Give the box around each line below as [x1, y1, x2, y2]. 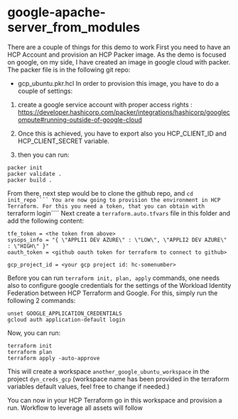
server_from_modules [7, 19, 141, 35]
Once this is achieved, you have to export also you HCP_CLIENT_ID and [17, 129, 227, 138]
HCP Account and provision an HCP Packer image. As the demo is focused [7, 50, 227, 59]
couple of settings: [17, 86, 73, 95]
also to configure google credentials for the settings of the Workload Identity [7, 281, 232, 289]
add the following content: [7, 216, 84, 225]
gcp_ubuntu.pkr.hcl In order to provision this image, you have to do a [17, 79, 219, 87]
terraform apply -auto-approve [7, 354, 100, 362]
